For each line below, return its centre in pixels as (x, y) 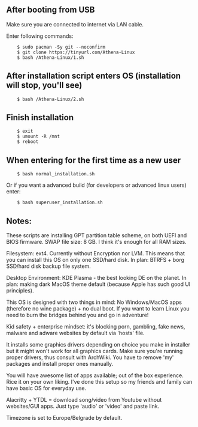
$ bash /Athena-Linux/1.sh (51, 57)
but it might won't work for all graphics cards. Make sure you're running (95, 351)
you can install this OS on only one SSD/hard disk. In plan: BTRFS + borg (95, 260)
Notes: (19, 221)
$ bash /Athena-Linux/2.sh (51, 99)
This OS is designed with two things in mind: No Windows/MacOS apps (94, 302)
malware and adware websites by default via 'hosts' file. (75, 333)
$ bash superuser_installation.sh (60, 203)
